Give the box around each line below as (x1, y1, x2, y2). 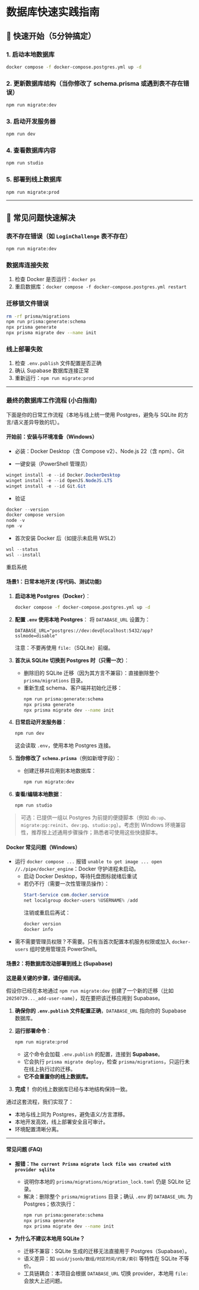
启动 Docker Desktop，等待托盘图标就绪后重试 (23, 873, 137, 880)
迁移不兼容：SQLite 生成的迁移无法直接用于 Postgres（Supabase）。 (23, 1247, 191, 1254)
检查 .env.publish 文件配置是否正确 (14, 360, 102, 367)
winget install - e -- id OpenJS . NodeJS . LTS (6, 477, 113, 483)
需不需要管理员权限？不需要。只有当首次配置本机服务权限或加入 (14, 937, 171, 945)
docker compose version (6, 512, 65, 518)
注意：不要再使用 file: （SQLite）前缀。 (14, 644, 114, 651)
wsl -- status (6, 546, 38, 553)
